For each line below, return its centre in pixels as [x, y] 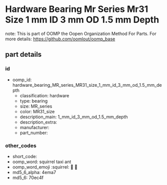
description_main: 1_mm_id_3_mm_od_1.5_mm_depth [74, 117]
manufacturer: [34, 127]
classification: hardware [44, 95]
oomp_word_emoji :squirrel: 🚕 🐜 [45, 167]
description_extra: [38, 122]
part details [23, 55]
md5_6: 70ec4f [28, 178]
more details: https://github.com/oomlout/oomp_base [60, 39]
